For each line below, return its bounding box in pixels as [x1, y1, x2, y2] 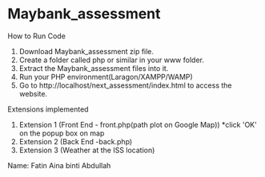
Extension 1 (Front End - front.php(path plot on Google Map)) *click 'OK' [18, 120, 257, 129]
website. [18, 88, 48, 98]
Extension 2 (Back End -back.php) [18, 136, 133, 146]
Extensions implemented [7, 104, 89, 114]
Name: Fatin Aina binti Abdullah [7, 160, 111, 170]
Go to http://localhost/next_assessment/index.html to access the [18, 81, 232, 90]
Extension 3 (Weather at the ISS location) [18, 145, 155, 155]
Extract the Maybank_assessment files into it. [18, 63, 169, 73]
